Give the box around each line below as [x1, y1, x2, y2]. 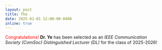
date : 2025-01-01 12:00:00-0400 [5, 16, 72, 21]
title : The [5, 12, 28, 17]
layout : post [5, 7, 32, 12]
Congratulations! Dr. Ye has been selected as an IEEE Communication [5, 34, 147, 40]
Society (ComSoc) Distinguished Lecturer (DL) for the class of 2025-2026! [5, 40, 158, 46]
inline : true [5, 21, 32, 26]
